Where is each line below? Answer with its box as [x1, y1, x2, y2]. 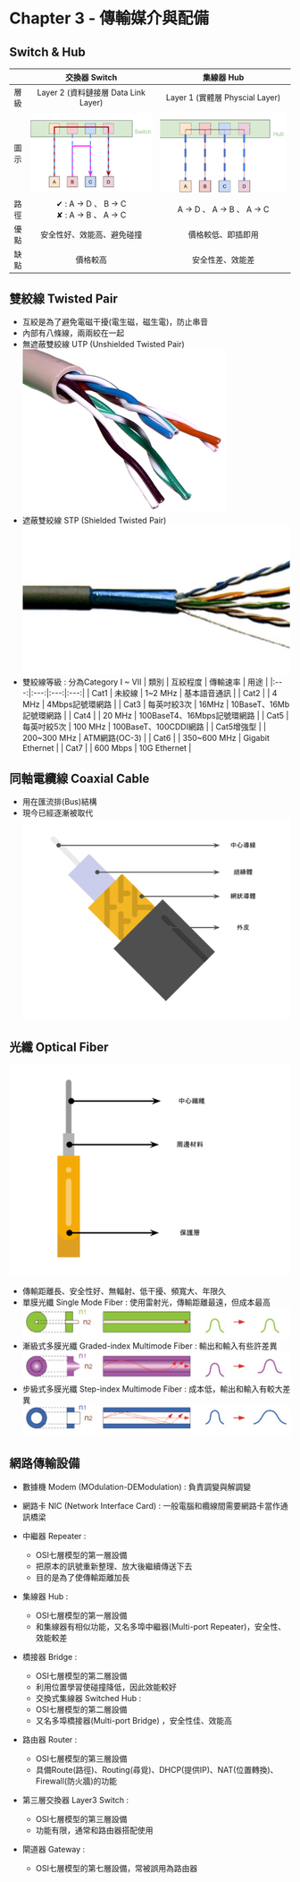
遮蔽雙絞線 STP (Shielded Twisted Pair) [21, 515, 167, 526]
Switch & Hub [9, 44, 87, 59]
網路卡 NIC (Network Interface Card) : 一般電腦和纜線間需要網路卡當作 [21, 1500, 281, 1511]
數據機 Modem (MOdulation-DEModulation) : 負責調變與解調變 [21, 1481, 252, 1492]
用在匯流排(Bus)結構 [21, 796, 97, 807]
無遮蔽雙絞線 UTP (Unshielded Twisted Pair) [21, 339, 185, 350]
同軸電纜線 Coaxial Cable [9, 771, 150, 786]
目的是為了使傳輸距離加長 [35, 1571, 130, 1582]
